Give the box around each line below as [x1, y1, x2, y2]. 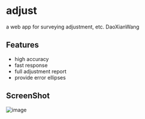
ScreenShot [6, 91, 50, 101]
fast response [14, 62, 48, 68]
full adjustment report [14, 68, 67, 75]
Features [6, 40, 39, 50]
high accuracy [14, 55, 49, 62]
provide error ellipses [14, 74, 66, 81]
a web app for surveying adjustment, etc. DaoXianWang [6, 23, 140, 30]
